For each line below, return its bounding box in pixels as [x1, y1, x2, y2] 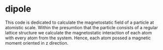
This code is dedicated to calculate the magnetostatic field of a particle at [5, 19, 154, 25]
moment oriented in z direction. [5, 40, 69, 46]
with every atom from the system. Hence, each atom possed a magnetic [5, 35, 151, 41]
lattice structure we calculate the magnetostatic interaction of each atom [5, 30, 152, 35]
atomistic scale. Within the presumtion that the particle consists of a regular [5, 24, 158, 30]
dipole [5, 3, 31, 15]
